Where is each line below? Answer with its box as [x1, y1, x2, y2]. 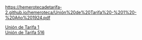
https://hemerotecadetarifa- [5, 4, 62, 10]
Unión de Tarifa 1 [5, 24, 39, 30]
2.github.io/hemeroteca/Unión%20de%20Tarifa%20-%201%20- [5, 9, 137, 15]
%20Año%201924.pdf [5, 15, 51, 20]
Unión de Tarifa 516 [5, 30, 45, 35]
